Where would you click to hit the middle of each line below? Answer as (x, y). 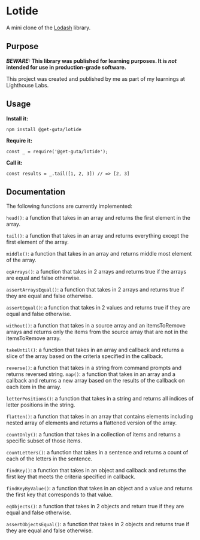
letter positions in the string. (41, 405)
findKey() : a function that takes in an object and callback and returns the (96, 471)
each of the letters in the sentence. (49, 459)
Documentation (36, 192)
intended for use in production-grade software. (66, 67)
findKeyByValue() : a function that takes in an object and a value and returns (99, 489)
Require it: (19, 140)
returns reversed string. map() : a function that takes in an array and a (91, 374)
